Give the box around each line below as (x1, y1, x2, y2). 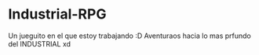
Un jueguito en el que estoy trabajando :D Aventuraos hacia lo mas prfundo (8, 31, 251, 40)
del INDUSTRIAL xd (8, 39, 71, 48)
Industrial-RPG (8, 5, 107, 23)
